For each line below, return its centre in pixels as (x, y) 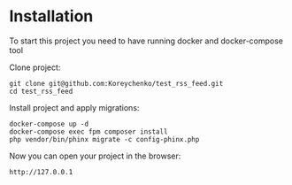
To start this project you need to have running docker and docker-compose (146, 41)
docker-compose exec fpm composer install (88, 131)
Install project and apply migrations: (74, 107)
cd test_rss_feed (41, 91)
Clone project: (35, 67)
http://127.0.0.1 (41, 172)
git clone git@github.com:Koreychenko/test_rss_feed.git (116, 83)
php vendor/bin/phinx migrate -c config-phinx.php (104, 139)
